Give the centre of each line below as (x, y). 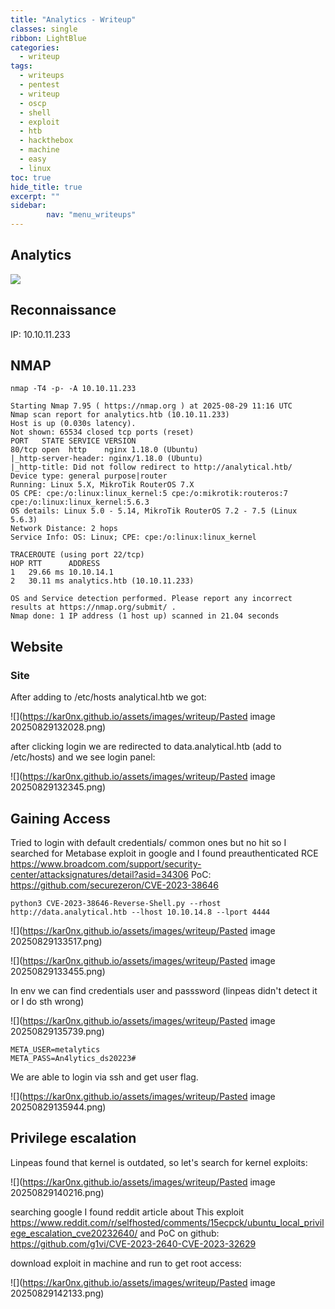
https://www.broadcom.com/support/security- (106, 863)
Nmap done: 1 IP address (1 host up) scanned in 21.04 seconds (145, 616)
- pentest (39, 85)
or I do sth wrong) (47, 1001)
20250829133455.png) (58, 971)
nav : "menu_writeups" (91, 215)
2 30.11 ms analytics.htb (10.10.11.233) (102, 581)
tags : (21, 66)
